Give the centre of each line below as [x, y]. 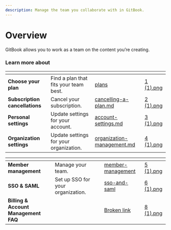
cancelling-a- [112, 99]
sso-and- [116, 182]
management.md [115, 145]
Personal [19, 117]
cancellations [25, 105]
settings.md [109, 123]
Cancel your [65, 99]
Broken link [117, 210]
